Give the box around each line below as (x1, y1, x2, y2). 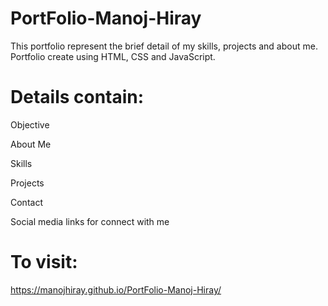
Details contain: (10, 86, 145, 109)
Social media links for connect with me (10, 215, 170, 227)
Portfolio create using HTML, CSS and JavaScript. (10, 50, 216, 62)
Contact (10, 196, 43, 208)
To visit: (10, 251, 78, 274)
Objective (10, 118, 50, 131)
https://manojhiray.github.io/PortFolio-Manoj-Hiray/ (10, 283, 222, 296)
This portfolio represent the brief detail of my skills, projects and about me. (10, 40, 318, 52)
